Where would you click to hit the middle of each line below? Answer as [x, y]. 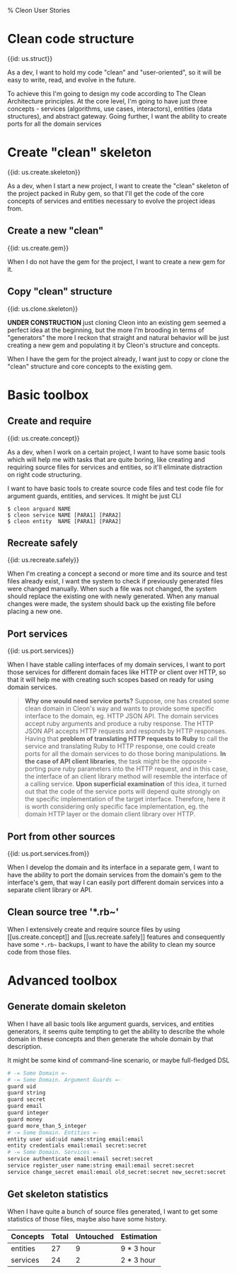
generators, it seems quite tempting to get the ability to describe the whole [116, 1031]
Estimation [139, 1236]
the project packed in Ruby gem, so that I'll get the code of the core [106, 193]
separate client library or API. [50, 889]
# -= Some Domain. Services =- [53, 1153]
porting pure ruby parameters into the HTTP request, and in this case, [126, 769]
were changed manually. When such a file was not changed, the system [112, 589]
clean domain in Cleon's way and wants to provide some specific [119, 708]
